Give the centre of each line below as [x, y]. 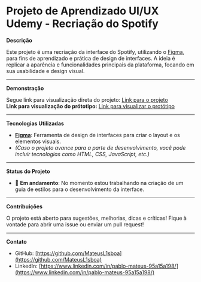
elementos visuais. [38, 141]
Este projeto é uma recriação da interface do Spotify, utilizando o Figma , [95, 51]
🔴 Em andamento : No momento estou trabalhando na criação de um [99, 183]
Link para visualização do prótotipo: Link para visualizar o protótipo [91, 106]
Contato [16, 241]
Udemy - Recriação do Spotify [82, 24]
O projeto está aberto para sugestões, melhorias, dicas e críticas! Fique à [97, 218]
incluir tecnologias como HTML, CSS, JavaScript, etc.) [82, 154]
